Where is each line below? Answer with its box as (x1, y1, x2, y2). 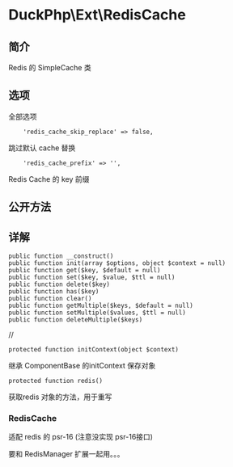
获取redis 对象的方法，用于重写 (8, 392, 112, 402)
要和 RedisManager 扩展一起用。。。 (8, 449, 125, 459)
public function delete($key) (8, 280, 111, 288)
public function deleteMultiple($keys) (8, 316, 143, 324)
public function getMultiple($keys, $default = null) (8, 301, 194, 310)
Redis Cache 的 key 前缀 (8, 174, 90, 183)
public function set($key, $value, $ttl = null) (8, 273, 176, 282)
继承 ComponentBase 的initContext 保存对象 (8, 361, 156, 371)
